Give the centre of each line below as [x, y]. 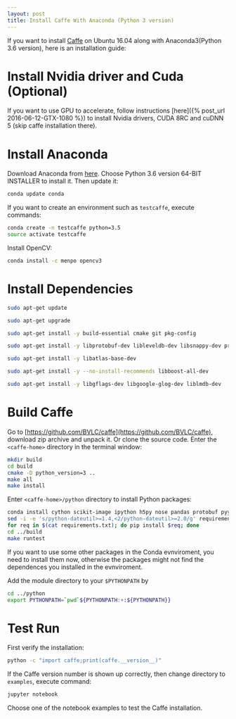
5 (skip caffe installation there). [52, 126]
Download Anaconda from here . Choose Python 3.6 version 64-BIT [104, 174]
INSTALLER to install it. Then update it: [63, 181]
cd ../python [26, 593]
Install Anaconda [58, 154]
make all [20, 480]
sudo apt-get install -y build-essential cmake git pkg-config [102, 333]
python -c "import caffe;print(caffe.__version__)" [84, 661]
